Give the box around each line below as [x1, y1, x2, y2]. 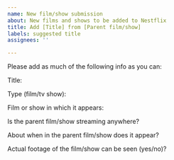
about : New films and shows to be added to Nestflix [7, 17, 167, 24]
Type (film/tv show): [7, 90, 67, 98]
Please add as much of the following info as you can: [7, 62, 162, 71]
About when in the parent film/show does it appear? [7, 131, 160, 139]
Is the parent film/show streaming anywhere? [7, 118, 140, 126]
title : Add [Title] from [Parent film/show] [7, 23, 141, 30]
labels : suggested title [7, 30, 81, 38]
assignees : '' [7, 37, 50, 44]
